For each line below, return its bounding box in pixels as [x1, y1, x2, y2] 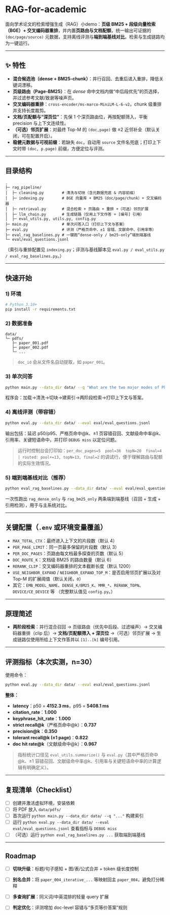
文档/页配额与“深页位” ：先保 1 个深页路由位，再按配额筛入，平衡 [12, 113, 148, 120]
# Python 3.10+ [5, 302, 37, 307]
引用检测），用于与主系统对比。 [5, 502, 70, 508]
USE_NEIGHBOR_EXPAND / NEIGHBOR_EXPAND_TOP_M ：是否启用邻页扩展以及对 [12, 569, 161, 575]
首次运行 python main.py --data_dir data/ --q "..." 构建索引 [12, 813, 144, 819]
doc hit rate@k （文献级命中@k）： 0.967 [12, 741, 97, 747]
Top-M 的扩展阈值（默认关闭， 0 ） [12, 576, 83, 582]
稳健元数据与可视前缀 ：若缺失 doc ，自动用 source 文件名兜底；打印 [12, 139, 153, 145]
